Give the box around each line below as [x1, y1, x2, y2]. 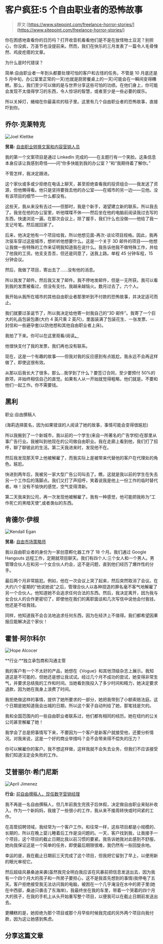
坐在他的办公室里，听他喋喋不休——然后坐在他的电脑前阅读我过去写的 [17, 209, 158, 215]
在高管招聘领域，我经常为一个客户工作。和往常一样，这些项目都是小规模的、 [5, 824, 158, 829]
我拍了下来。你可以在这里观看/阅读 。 [5, 333, 79, 338]
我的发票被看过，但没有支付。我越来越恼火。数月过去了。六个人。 [9, 283, 141, 289]
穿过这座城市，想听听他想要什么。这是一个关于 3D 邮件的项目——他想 [17, 238, 158, 244]
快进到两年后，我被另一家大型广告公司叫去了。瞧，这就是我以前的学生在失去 [5, 471, 158, 477]
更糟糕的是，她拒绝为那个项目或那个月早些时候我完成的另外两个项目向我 [5, 910, 149, 916]
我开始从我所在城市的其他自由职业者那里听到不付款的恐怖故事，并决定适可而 [5, 294, 158, 299]
